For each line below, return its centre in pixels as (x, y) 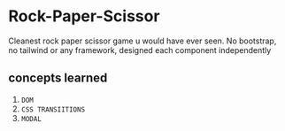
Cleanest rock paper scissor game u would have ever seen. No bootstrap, (142, 41)
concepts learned (58, 78)
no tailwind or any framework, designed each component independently (140, 50)
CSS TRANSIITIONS (53, 109)
